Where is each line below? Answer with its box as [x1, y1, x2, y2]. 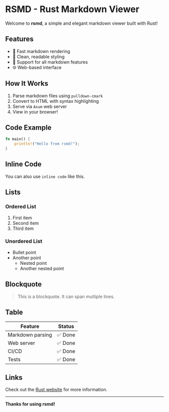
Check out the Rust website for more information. [5, 387, 108, 393]
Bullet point [12, 249, 36, 255]
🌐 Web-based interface [12, 64, 62, 70]
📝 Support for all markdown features [12, 59, 88, 65]
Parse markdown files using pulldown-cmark [12, 92, 103, 99]
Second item [12, 220, 39, 226]
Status [58, 323, 74, 330]
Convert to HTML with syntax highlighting [12, 98, 99, 104]
